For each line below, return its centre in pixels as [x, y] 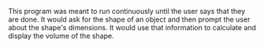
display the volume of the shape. [61, 36]
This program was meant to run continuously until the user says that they [127, 11]
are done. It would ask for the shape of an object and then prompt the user [129, 19]
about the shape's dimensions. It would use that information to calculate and [132, 27]
